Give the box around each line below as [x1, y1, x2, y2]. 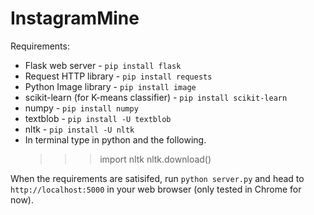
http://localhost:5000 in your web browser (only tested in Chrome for [10, 183, 302, 195]
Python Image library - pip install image [24, 80, 197, 92]
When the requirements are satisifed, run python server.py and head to [10, 172, 305, 184]
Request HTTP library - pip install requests [24, 70, 213, 82]
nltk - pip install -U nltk [24, 123, 135, 135]
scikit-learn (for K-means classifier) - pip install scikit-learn [24, 91, 288, 103]
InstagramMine [10, 7, 140, 30]
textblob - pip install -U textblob [24, 112, 172, 124]
